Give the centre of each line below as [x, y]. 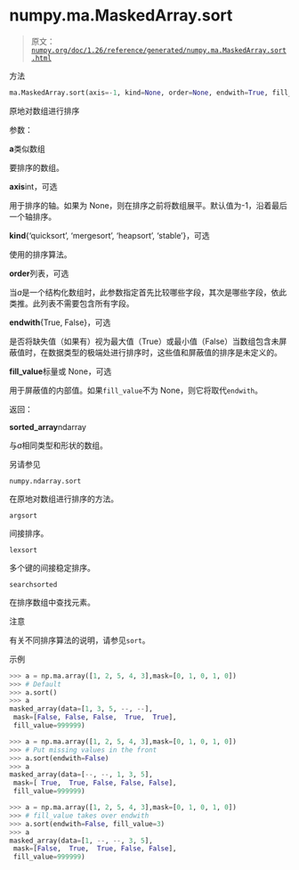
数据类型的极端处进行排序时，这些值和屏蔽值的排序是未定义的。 [165, 352]
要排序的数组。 [36, 167]
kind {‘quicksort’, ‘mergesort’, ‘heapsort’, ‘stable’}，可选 [109, 235]
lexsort [24, 550]
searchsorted [33, 584]
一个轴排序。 [32, 216]
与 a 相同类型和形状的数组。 [59, 445]
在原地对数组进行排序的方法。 [64, 499]
